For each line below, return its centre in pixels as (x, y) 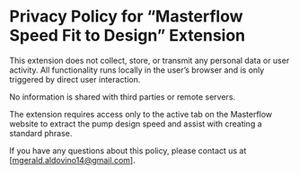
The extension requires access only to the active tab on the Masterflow (141, 114)
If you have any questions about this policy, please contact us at (128, 151)
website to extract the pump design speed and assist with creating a (136, 124)
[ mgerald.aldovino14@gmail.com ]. (73, 160)
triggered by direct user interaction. (75, 79)
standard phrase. (41, 133)
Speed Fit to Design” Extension (128, 35)
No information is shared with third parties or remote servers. (123, 97)
